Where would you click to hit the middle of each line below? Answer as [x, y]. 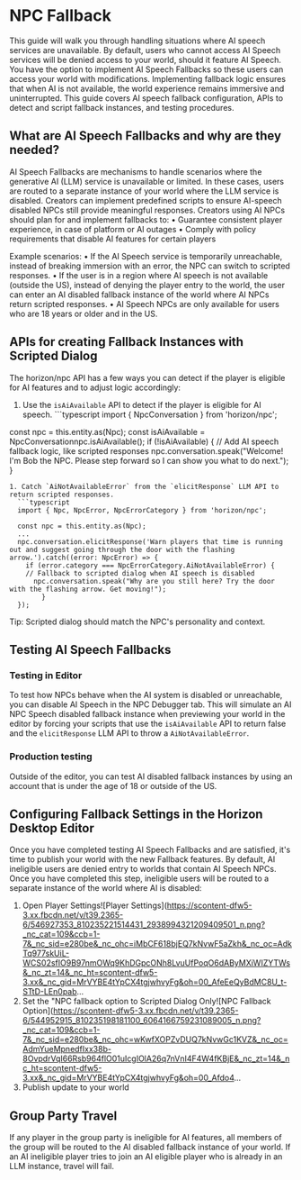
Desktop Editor [52, 828]
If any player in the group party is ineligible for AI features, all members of [146, 1138]
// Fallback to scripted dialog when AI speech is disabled [140, 573]
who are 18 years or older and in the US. [84, 313]
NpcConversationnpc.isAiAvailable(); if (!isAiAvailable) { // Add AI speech [144, 441]
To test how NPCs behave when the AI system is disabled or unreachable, [146, 695]
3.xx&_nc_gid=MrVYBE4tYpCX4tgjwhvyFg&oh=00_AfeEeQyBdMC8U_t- [155, 982]
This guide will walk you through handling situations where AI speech [137, 41]
